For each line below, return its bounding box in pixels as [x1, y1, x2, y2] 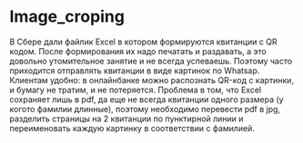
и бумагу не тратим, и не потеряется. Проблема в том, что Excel [9, 84, 262, 95]
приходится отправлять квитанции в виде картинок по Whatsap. [9, 65, 260, 76]
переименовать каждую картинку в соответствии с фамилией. [9, 122, 255, 133]
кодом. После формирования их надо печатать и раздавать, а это [9, 45, 267, 56]
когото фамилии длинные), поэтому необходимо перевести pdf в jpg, [9, 103, 280, 114]
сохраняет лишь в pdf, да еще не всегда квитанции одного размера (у [9, 93, 284, 105]
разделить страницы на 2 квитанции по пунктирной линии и [9, 113, 244, 124]
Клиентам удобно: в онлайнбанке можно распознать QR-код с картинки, [9, 74, 294, 85]
